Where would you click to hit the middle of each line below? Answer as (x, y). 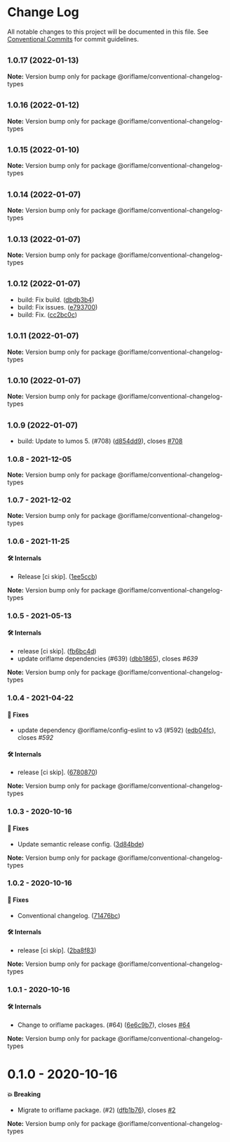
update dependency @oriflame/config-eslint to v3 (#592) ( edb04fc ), (116, 730)
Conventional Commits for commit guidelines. (73, 39)
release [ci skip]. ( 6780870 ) (57, 772)
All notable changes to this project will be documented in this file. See (108, 32)
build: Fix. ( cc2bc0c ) (47, 314)
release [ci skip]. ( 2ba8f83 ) (57, 950)
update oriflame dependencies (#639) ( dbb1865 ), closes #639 (108, 659)
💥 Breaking (24, 1094)
